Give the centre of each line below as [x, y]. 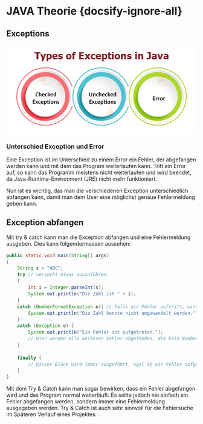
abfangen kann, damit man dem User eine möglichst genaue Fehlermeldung [101, 197]
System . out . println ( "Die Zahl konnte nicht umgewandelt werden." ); [114, 313]
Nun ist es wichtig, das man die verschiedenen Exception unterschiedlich [97, 190]
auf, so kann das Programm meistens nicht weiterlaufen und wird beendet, [99, 172]
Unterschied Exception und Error [55, 146]
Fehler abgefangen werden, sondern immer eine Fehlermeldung [85, 402]
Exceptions [28, 34]
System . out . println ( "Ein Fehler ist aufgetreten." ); [96, 332]
